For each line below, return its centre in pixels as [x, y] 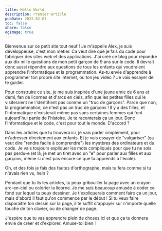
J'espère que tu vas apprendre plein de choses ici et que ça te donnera [77, 218]
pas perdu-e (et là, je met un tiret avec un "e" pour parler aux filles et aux [78, 153]
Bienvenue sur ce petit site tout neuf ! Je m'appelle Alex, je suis [69, 46]
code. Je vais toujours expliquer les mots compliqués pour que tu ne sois [78, 148]
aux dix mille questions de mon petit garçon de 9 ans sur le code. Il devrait [80, 62]
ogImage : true [19, 32]
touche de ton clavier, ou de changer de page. [51, 209]
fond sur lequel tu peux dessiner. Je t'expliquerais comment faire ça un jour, [81, 193]
